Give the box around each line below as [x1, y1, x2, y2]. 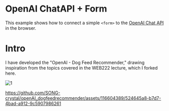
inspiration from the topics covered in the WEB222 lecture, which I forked [5, 65, 158, 71]
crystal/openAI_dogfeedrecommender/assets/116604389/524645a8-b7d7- [5, 95, 161, 101]
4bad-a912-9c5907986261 [5, 100, 62, 106]
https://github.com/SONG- [5, 89, 61, 96]
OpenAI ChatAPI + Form [5, 3, 107, 15]
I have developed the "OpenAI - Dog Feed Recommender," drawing [5, 59, 145, 66]
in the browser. [5, 25, 36, 31]
